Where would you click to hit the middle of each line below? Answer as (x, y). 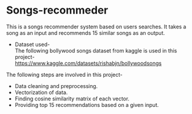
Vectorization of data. (41, 92)
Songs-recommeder (57, 10)
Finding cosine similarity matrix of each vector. (72, 99)
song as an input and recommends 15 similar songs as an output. (86, 32)
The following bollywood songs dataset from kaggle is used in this (96, 50)
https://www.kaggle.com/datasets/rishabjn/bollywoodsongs (88, 63)
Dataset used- (32, 44)
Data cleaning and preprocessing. (56, 86)
